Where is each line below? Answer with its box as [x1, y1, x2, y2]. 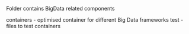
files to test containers [6, 23, 61, 29]
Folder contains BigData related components [6, 5, 115, 12]
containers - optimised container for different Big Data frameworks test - [6, 16, 184, 23]
